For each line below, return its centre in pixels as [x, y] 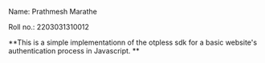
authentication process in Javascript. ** [74, 51]
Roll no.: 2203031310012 [49, 27]
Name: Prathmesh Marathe [53, 12]
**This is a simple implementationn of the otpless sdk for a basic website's [133, 42]
